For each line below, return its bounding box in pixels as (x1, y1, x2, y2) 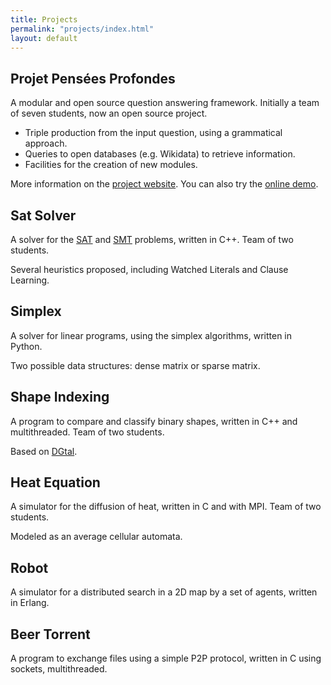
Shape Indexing (10, 389, 110, 406)
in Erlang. (10, 597, 50, 609)
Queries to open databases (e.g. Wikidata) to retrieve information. (24, 148, 296, 160)
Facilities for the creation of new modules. (24, 159, 198, 171)
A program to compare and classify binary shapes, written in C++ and (10, 415, 298, 427)
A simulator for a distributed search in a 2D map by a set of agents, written (10, 586, 318, 598)
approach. (24, 137, 68, 150)
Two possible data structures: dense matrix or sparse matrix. (10, 359, 261, 371)
